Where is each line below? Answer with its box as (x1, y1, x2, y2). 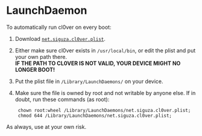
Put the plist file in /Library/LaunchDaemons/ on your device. (14, 78, 164, 85)
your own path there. (14, 53, 68, 60)
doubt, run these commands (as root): (14, 96, 110, 103)
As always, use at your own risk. (6, 123, 86, 130)
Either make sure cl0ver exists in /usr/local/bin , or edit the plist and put (14, 46, 196, 54)
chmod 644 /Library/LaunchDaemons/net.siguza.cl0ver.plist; (17, 113, 172, 119)
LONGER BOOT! (14, 66, 55, 73)
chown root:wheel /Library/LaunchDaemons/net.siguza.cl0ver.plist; (17, 107, 191, 113)
